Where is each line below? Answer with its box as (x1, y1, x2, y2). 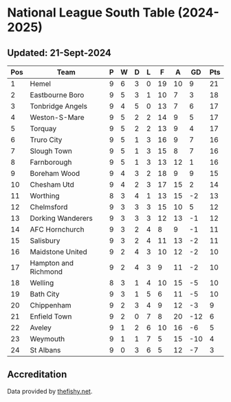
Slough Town (30, 146, 72, 156)
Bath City (30, 290, 60, 299)
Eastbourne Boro (30, 90, 85, 99)
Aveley (30, 323, 52, 332)
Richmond (30, 267, 63, 277)
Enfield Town (30, 312, 72, 321)
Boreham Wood (30, 169, 80, 178)
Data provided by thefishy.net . (7, 387, 93, 395)
